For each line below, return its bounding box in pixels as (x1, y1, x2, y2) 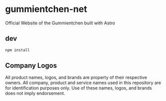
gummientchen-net (5, 3, 87, 15)
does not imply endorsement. (5, 91, 66, 97)
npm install (5, 47, 30, 53)
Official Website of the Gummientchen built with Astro (5, 20, 115, 26)
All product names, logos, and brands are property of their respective (5, 75, 148, 81)
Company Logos (5, 61, 57, 70)
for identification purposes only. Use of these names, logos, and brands (5, 85, 152, 91)
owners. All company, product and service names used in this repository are (5, 80, 162, 86)
